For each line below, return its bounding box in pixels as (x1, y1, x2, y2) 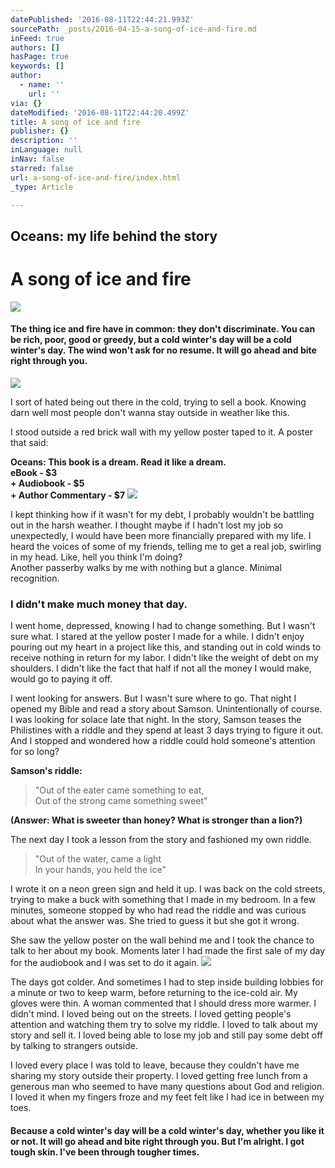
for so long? (10, 746, 60, 758)
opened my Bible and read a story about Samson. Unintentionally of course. (10, 703, 323, 715)
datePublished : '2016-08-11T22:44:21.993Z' (10, 14, 195, 25)
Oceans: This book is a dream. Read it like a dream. (10, 456, 227, 468)
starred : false (10, 163, 74, 173)
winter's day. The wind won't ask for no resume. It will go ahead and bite (10, 344, 317, 356)
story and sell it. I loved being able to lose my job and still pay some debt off (10, 1029, 323, 1041)
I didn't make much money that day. (10, 597, 188, 611)
